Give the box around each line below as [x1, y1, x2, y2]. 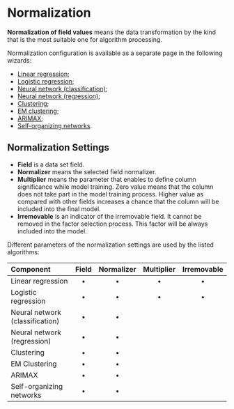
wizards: [7, 56, 32, 64]
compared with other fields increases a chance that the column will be [17, 197, 219, 206]
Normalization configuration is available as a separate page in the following [7, 49, 223, 57]
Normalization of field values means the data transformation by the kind [7, 28, 217, 36]
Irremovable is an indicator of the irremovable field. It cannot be [17, 212, 202, 220]
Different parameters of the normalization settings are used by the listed [7, 240, 214, 249]
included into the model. [17, 226, 87, 235]
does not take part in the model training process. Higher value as [17, 190, 204, 198]
